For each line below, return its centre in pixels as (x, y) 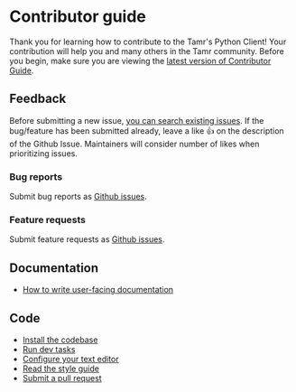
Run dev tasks (49, 349)
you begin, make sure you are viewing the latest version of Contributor (140, 61)
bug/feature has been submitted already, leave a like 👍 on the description (147, 131)
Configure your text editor (70, 359)
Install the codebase (60, 340)
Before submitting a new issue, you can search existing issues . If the (137, 120)
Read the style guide (60, 369)
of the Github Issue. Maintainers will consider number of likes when (134, 144)
